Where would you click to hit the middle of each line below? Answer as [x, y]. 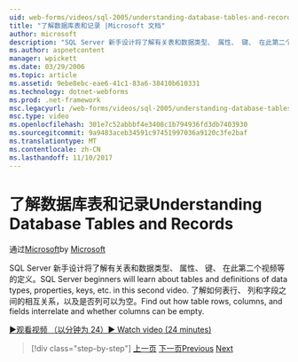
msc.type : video [39, 116]
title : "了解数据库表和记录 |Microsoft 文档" [87, 26]
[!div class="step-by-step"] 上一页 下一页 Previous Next [132, 349]
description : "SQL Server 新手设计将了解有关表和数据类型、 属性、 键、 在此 [141, 42]
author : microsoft [43, 34]
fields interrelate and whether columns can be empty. [107, 311]
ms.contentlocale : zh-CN [55, 149]
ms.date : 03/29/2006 [47, 67]
